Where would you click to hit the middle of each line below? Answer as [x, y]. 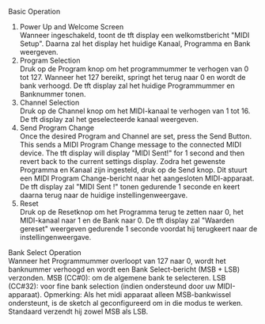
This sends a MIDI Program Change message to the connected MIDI [131, 145]
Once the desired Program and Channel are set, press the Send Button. [136, 136]
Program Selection [50, 60]
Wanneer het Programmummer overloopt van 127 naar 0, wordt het [117, 261]
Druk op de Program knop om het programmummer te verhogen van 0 [134, 69]
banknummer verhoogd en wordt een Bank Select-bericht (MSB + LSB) [124, 269]
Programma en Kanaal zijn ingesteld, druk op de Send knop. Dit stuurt [133, 170]
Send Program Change [57, 128]
